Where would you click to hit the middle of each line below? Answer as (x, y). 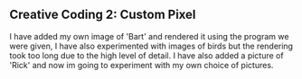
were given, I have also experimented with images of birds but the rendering (151, 46)
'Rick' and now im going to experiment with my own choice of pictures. (142, 65)
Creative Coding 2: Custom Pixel (103, 15)
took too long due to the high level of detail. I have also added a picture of (146, 55)
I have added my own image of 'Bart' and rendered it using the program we (149, 36)
